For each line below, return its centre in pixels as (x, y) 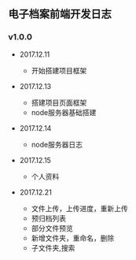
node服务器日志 (57, 144)
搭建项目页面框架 (59, 102)
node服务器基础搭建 (64, 112)
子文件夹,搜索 (53, 247)
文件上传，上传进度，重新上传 (79, 208)
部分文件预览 (52, 228)
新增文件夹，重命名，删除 (73, 238)
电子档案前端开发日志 (60, 14)
